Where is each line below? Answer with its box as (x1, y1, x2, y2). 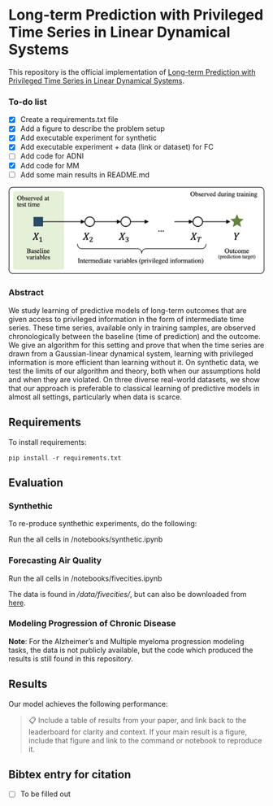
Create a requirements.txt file (19, 115, 119, 124)
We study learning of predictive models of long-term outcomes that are (8, 305, 247, 315)
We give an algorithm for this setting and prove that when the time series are (8, 340, 265, 350)
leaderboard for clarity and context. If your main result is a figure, (28, 726, 248, 737)
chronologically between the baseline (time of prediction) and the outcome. (8, 331, 262, 341)
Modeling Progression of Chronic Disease (8, 618, 176, 630)
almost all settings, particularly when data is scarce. (8, 392, 183, 402)
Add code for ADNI (19, 151, 84, 161)
